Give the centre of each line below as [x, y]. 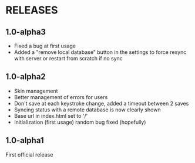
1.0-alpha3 [26, 32]
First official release [29, 154]
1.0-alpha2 [26, 77]
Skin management [36, 91]
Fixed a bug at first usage [45, 46]
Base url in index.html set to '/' [51, 116]
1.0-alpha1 [25, 140]
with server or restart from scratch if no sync [68, 58]
